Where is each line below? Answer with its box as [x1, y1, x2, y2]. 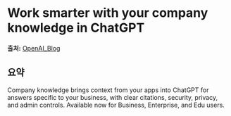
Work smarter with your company [7, 5, 208, 21]
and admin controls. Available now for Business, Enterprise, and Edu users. [7, 101, 225, 109]
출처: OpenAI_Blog [7, 44, 61, 52]
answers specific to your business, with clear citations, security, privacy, [7, 93, 218, 101]
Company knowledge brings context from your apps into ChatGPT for [7, 86, 209, 94]
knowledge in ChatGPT [7, 20, 145, 36]
